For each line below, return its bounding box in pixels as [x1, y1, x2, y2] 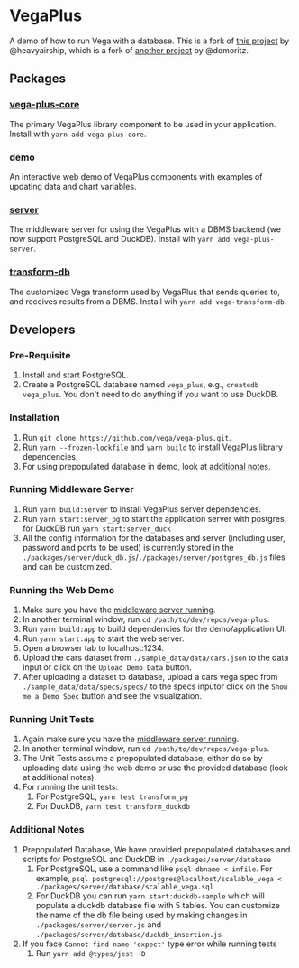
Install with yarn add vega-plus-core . [9, 128, 147, 139]
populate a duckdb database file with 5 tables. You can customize [35, 899, 281, 910]
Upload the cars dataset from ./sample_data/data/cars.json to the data [22, 652, 289, 664]
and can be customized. [22, 561, 113, 572]
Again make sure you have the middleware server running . [22, 733, 240, 745]
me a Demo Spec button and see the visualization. [22, 691, 203, 702]
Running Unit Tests [9, 713, 95, 726]
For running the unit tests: [22, 782, 119, 793]
